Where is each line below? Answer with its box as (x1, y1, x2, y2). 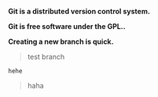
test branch (27, 52, 65, 61)
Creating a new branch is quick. (8, 37, 114, 46)
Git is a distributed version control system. (8, 7, 151, 16)
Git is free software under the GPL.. (8, 22, 126, 31)
